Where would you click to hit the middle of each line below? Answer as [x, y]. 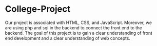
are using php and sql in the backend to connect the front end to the [74, 27]
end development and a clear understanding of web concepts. [68, 38]
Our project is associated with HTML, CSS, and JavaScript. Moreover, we [78, 23]
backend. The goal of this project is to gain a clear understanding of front [79, 33]
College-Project [38, 9]
